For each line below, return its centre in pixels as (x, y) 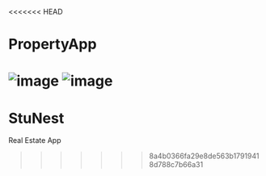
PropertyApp (53, 44)
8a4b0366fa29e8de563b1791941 (204, 156)
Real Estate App (35, 140)
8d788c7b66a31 (176, 165)
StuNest (36, 118)
